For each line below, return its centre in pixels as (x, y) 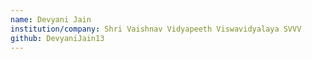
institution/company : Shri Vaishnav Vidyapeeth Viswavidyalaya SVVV (156, 29)
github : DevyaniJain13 (57, 38)
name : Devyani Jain (51, 19)
